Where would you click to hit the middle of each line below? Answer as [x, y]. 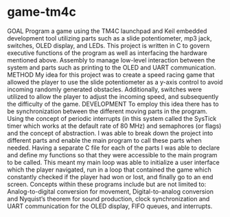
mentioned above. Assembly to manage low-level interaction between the [111, 60]
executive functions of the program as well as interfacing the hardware [107, 53]
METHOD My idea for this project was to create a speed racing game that [111, 75]
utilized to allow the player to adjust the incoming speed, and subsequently [113, 96]
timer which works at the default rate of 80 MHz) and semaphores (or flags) [114, 126]
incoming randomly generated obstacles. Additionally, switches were [105, 89]
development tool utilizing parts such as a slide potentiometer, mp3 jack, [110, 38]
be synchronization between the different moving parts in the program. [107, 111]
